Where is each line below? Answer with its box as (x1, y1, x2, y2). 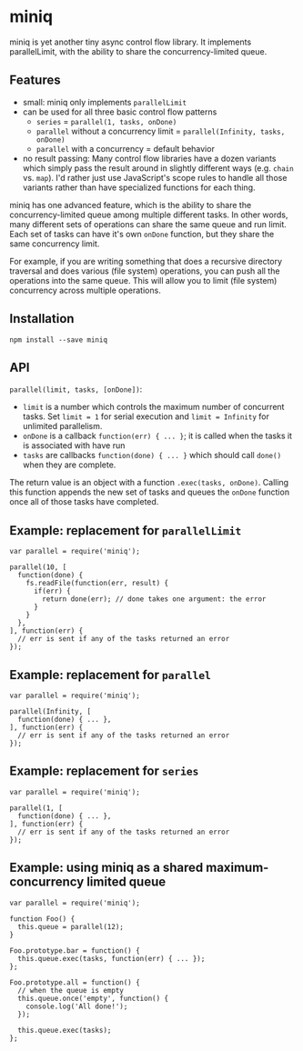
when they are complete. (22, 459, 116, 470)
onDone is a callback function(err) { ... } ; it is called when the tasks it (22, 430, 293, 442)
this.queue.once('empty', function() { (17, 994, 169, 1003)
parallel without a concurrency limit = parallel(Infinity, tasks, (35, 125, 286, 136)
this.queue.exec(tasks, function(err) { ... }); (17, 954, 206, 963)
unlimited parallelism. (22, 421, 103, 432)
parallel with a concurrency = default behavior (35, 143, 216, 154)
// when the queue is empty (17, 986, 125, 995)
